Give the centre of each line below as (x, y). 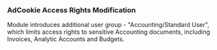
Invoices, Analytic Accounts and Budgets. (66, 39)
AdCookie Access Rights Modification (72, 10)
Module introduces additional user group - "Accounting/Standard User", (108, 25)
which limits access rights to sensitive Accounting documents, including (109, 32)
